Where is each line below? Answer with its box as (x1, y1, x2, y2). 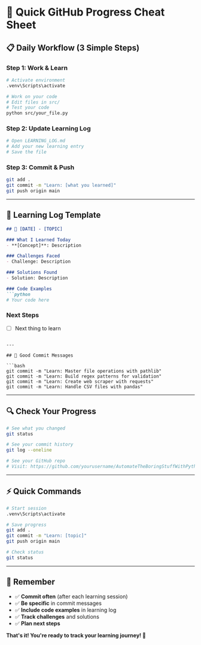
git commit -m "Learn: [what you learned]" (6, 182, 117, 188)
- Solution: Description (6, 275, 68, 281)
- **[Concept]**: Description (6, 242, 82, 248)
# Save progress (6, 522, 47, 528)
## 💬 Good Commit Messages (6, 352, 74, 358)
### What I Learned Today (6, 236, 71, 243)
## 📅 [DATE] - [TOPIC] (6, 226, 63, 232)
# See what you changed (6, 425, 66, 431)
